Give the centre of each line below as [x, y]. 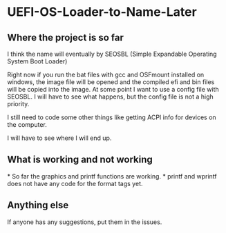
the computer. [27, 124]
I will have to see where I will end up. [59, 138]
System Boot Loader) [37, 61]
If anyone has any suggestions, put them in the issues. [85, 222]
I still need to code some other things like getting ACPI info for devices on [112, 117]
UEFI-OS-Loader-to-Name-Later [102, 12]
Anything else [38, 205]
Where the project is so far [66, 38]
